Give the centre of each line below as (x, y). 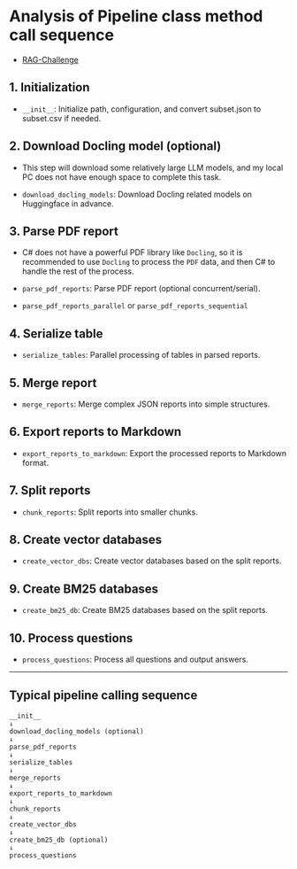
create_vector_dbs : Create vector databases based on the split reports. (152, 561)
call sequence (62, 35)
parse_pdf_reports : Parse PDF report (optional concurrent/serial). (141, 289)
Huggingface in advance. (68, 203)
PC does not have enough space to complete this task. (122, 177)
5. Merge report (53, 383)
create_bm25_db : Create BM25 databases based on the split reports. (145, 610)
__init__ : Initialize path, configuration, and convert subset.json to (141, 109)
